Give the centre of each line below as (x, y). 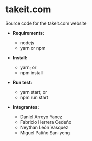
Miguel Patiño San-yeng (45, 133)
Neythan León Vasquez (44, 127)
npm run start (34, 97)
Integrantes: (26, 107)
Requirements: (28, 33)
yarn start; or (33, 92)
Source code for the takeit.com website (46, 23)
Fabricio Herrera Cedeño (46, 122)
